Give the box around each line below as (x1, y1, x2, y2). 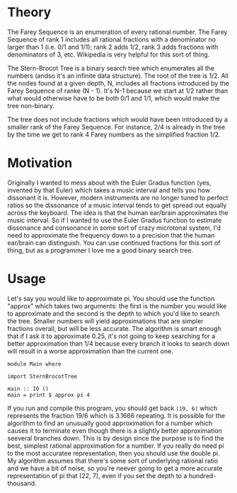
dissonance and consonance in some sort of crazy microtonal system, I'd (7, 224, 221, 232)
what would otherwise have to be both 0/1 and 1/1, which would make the (7, 93, 221, 103)
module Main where (7, 360, 62, 368)
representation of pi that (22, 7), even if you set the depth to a (7, 471, 187, 480)
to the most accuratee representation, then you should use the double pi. (7, 448, 220, 457)
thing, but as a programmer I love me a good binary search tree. (7, 245, 194, 255)
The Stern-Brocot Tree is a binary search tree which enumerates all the (7, 64, 214, 72)
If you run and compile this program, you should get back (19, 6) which (7, 404, 218, 412)
